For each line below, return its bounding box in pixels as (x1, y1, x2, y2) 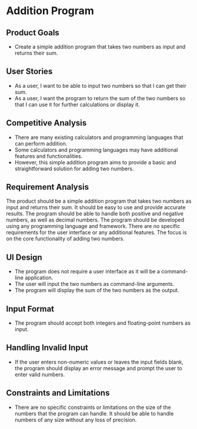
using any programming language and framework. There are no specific (6, 223, 181, 230)
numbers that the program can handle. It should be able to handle (14, 410, 174, 417)
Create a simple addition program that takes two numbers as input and (14, 43, 186, 50)
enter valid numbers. (14, 371, 65, 378)
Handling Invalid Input (6, 343, 88, 353)
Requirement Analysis (6, 182, 89, 192)
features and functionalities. (14, 152, 83, 160)
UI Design (6, 252, 42, 262)
